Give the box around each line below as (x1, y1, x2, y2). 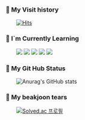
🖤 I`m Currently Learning (5, 35, 80, 43)
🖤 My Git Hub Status (5, 64, 66, 72)
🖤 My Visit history (5, 5, 59, 14)
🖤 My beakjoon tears (5, 93, 68, 101)
